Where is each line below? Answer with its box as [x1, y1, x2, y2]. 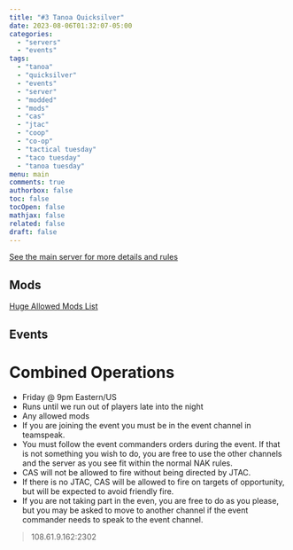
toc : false [9, 194, 50, 204]
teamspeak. [21, 429, 66, 440]
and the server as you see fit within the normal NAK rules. [21, 458, 233, 468]
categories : [9, 29, 53, 38]
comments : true [9, 178, 66, 187]
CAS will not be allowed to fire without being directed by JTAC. [21, 467, 251, 477]
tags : [9, 54, 29, 63]
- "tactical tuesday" [17, 145, 97, 153]
